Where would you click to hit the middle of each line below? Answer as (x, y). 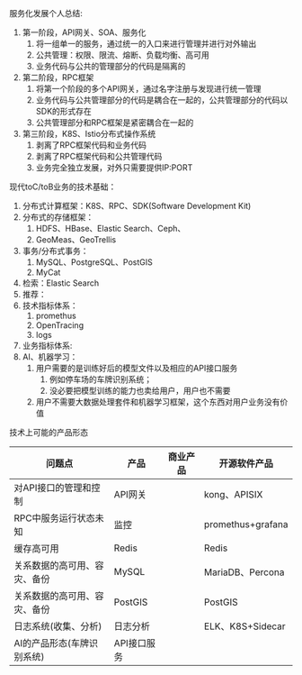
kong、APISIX (233, 494)
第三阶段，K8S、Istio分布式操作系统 (89, 134)
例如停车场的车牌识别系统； (101, 379)
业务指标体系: (47, 346)
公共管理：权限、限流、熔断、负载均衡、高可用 (122, 55)
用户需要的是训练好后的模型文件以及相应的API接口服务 (137, 368)
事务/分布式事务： (55, 251)
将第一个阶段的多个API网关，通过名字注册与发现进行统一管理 (148, 89)
